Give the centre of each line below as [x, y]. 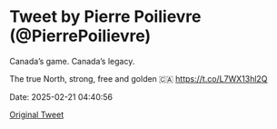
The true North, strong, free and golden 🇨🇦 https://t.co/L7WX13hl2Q [138, 78]
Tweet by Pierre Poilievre [105, 17]
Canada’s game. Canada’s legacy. [72, 61]
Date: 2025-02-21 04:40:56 [61, 96]
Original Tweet [37, 114]
